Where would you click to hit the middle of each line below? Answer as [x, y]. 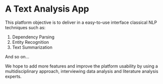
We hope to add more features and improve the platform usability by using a [81, 66]
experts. [13, 76]
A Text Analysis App [47, 9]
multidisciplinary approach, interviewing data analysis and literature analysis [82, 71]
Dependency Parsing [33, 37]
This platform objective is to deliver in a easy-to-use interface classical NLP [81, 22]
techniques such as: [25, 27]
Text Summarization [32, 47]
